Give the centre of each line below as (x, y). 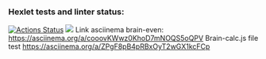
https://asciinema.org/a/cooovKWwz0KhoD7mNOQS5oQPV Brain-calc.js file (133, 39)
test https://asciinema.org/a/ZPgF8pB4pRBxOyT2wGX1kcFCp (109, 46)
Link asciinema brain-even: (120, 30)
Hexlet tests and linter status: (66, 12)
